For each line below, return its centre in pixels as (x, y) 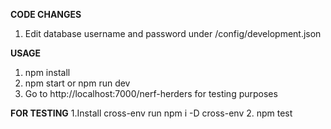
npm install (47, 72)
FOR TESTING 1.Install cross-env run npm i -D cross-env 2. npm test (151, 113)
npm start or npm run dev (77, 83)
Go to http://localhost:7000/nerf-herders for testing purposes (151, 93)
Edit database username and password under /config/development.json (173, 33)
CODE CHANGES (46, 14)
